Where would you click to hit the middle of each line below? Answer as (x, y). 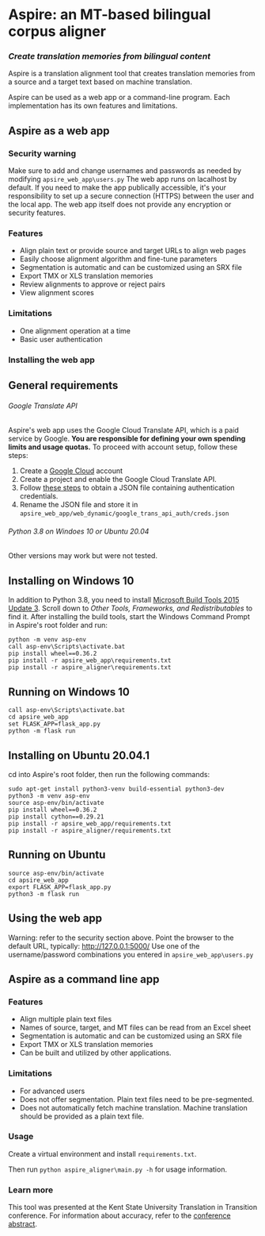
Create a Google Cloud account (71, 471)
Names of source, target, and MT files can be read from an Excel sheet (135, 1028)
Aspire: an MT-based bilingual (110, 15)
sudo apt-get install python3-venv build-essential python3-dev (116, 789)
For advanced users (52, 1091)
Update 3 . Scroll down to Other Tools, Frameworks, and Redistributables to (131, 608)
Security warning (42, 153)
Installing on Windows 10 (71, 581)
